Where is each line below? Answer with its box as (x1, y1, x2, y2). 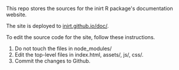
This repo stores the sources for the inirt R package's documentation (6, 5, 174, 12)
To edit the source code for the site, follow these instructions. (6, 34, 155, 40)
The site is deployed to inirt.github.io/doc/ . (6, 23, 109, 29)
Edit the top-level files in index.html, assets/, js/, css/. (14, 51, 144, 58)
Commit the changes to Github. (14, 58, 91, 64)
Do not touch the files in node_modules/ (14, 45, 112, 52)
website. (6, 11, 27, 18)
